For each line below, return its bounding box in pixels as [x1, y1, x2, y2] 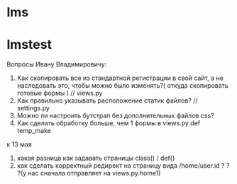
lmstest [6, 37, 53, 53]
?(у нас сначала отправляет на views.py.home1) [16, 169, 161, 178]
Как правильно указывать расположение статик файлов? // [16, 96, 198, 105]
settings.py [16, 104, 50, 113]
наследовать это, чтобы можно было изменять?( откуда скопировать [16, 81, 228, 90]
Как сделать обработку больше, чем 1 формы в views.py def [16, 119, 201, 127]
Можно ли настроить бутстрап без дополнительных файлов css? [16, 111, 214, 120]
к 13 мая [6, 140, 33, 149]
